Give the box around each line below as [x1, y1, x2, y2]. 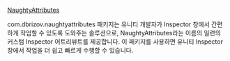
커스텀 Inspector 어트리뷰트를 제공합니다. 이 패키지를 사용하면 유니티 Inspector [7, 37, 223, 46]
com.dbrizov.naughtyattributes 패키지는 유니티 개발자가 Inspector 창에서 [7, 20, 210, 28]
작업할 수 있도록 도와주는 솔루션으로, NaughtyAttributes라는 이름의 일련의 [20, 29, 221, 37]
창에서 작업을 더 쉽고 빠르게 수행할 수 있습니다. [7, 46, 134, 54]
